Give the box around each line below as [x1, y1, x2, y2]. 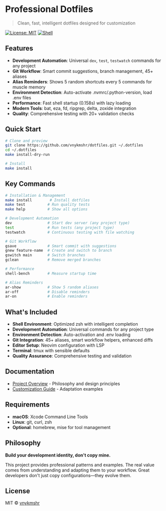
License [5, 487, 30, 495]
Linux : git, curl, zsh [12, 419, 52, 425]
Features [5, 44, 33, 53]
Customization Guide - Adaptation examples [12, 386, 103, 392]
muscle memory [12, 84, 46, 90]
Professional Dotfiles [5, 3, 93, 15]
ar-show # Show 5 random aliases [5, 285, 99, 290]
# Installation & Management [5, 193, 66, 198]
